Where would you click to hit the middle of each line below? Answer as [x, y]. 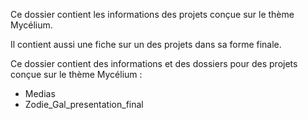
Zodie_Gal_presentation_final [84, 104]
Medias [40, 93]
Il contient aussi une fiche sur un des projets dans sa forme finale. [146, 44]
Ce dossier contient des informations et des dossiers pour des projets [154, 63]
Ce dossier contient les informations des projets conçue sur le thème [152, 14]
